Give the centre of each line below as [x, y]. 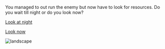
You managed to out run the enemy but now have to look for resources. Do [82, 7]
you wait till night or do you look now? [45, 12]
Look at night [19, 22]
